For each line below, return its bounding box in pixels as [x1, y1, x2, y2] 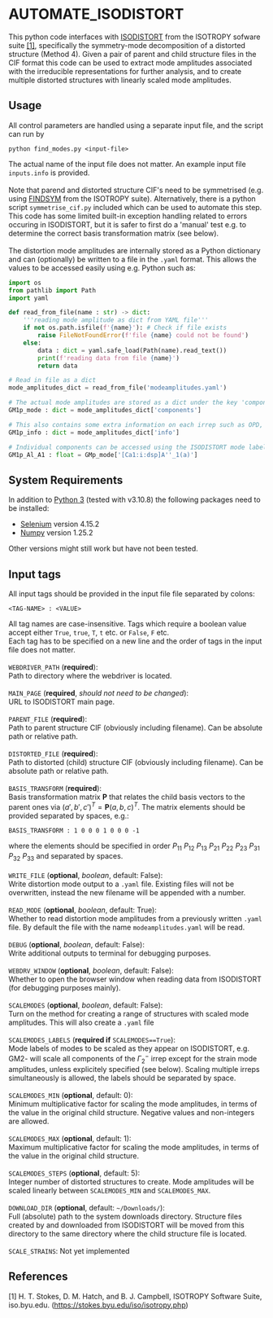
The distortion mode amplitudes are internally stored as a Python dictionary [8, 245, 262, 255]
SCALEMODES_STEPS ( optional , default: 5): [8, 1168, 141, 1178]
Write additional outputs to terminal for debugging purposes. [8, 948, 211, 958]
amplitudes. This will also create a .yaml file [8, 1017, 154, 1027]
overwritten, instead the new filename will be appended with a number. [8, 888, 246, 898]
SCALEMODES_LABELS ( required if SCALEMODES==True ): [8, 1035, 176, 1045]
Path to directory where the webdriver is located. [8, 671, 172, 680]
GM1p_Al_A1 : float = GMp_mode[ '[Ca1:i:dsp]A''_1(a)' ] [8, 450, 198, 459]
